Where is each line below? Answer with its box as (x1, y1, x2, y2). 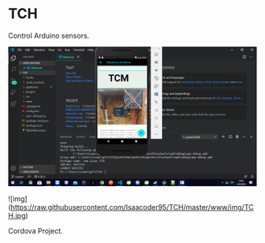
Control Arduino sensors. (8, 31, 90, 40)
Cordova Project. (8, 226, 63, 235)
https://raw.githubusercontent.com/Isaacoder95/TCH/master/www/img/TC (10, 202, 254, 211)
